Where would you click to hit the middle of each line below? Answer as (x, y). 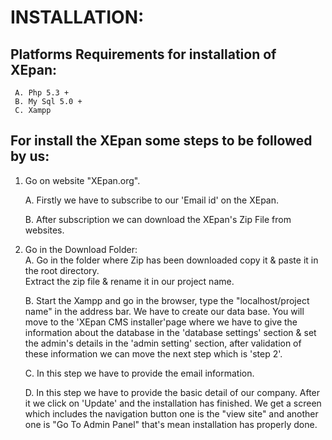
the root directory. (62, 270)
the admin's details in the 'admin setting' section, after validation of (163, 343)
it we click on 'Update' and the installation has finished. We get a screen (173, 403)
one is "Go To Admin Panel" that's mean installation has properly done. (171, 424)
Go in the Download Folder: (81, 249)
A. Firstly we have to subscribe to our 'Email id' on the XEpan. (152, 200)
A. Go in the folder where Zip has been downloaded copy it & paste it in (171, 260)
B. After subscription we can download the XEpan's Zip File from (158, 219)
